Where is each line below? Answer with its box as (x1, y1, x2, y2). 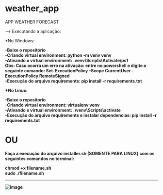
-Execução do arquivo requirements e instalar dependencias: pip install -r (5, 112, 157, 118)
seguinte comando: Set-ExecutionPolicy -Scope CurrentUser (5, 67, 131, 73)
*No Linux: (5, 87, 28, 93)
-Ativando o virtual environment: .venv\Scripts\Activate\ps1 (5, 57, 129, 63)
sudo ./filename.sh (5, 170, 45, 176)
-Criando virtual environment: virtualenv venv (5, 102, 100, 108)
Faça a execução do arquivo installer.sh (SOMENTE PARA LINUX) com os (5, 150, 155, 156)
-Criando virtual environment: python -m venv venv (5, 52, 112, 58)
